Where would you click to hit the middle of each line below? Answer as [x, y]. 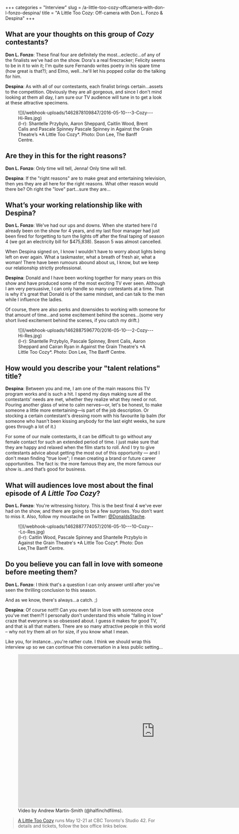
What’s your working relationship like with [74, 205]
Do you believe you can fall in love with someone [84, 564]
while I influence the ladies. [34, 300]
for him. [14, 76]
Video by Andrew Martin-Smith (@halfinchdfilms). [70, 810]
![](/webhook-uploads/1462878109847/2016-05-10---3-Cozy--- [86, 113]
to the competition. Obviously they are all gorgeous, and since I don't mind [84, 92]
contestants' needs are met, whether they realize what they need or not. [81, 399]
